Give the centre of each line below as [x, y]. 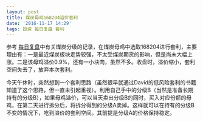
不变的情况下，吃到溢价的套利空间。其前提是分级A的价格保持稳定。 [91, 113]
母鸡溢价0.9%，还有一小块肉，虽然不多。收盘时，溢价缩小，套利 [114, 62]
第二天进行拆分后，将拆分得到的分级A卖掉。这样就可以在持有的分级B [108, 105]
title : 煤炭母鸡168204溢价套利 [42, 18]
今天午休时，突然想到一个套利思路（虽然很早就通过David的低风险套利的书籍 [101, 83]
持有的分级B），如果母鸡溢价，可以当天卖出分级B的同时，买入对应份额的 [96, 98]
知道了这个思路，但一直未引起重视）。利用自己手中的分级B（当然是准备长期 [100, 90]
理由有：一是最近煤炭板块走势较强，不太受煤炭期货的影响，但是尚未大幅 [97, 55]
